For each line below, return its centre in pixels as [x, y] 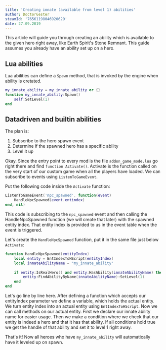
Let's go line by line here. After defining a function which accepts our [75, 296]
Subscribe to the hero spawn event [48, 141]
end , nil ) [15, 205]
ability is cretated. [23, 81]
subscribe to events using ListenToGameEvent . [51, 177]
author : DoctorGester [27, 14]
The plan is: [17, 131]
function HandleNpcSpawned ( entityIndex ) [47, 254]
